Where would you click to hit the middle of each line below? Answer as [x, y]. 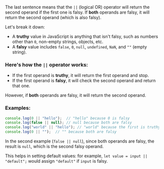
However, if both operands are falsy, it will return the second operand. [76, 96]
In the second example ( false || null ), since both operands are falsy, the [80, 141]
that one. [21, 86]
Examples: [18, 108]
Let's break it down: [25, 27]
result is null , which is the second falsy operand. [54, 146]
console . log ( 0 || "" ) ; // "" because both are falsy [61, 132]
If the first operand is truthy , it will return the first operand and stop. [81, 75]
